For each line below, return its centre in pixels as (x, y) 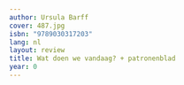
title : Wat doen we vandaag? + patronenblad (92, 58)
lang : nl (25, 42)
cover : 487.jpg (37, 26)
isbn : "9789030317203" (51, 34)
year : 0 (23, 67)
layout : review (37, 50)
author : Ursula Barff (49, 17)
